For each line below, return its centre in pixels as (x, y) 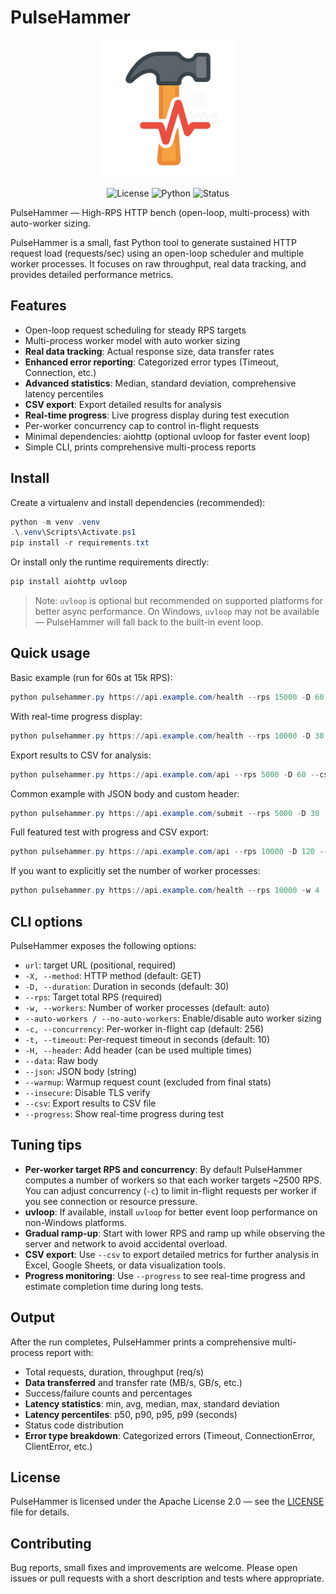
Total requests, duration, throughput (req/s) (114, 1372)
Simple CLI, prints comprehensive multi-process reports (140, 447)
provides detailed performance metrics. (92, 274)
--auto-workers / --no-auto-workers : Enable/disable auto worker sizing (173, 1018)
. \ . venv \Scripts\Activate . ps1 (73, 532)
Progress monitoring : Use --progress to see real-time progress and (165, 1275)
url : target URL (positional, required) (100, 965)
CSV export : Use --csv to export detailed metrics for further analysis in (172, 1254)
